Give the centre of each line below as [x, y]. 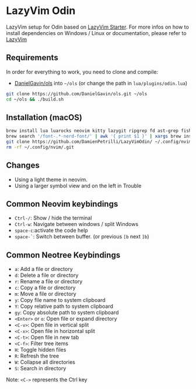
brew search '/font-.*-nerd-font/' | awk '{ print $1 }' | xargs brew [94, 136]
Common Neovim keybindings [62, 204]
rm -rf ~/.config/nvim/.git [40, 147]
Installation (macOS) [44, 117]
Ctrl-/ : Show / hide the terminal [53, 218]
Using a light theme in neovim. [51, 179]
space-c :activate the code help [51, 230]
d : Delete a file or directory [46, 275]
